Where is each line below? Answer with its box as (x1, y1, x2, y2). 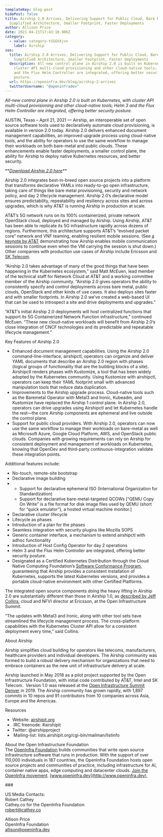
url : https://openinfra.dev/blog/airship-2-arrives (9, 79, 116, 84)
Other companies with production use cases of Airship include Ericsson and (5, 248, 157, 254)
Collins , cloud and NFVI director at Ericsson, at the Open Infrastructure (5, 598, 147, 604)
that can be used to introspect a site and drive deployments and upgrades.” (5, 299, 156, 305)
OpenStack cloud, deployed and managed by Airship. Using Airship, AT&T (5, 217, 153, 223)
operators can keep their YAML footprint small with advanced (12, 379, 135, 385)
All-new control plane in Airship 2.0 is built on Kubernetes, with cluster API (5, 97, 154, 103)
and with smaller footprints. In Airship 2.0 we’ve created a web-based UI (5, 294, 150, 300)
